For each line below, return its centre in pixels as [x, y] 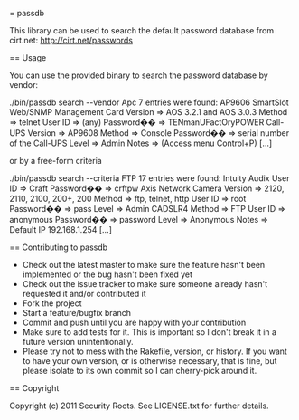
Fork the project [52, 303]
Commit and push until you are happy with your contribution [134, 322]
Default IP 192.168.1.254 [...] [61, 229]
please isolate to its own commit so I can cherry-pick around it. [140, 371]
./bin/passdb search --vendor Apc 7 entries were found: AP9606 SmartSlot [149, 102]
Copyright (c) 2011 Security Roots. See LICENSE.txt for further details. [139, 406]
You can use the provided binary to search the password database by [139, 75]
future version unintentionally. [78, 342]
